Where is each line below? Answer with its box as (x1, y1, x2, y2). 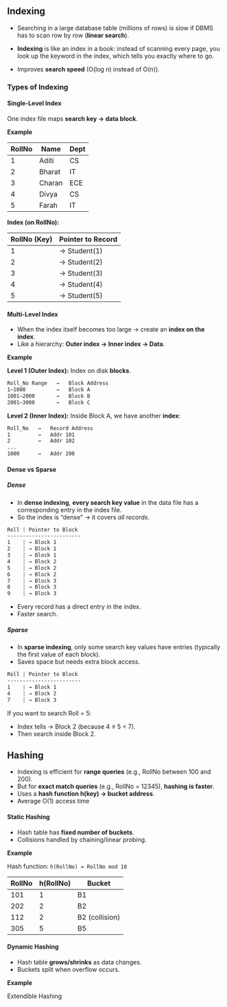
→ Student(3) (59, 268, 103, 278)
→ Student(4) (59, 279, 103, 289)
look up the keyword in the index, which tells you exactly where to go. (16, 52, 215, 60)
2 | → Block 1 (7, 545, 57, 552)
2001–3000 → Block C (7, 399, 91, 406)
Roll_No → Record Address (7, 424, 94, 432)
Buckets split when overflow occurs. (16, 965, 120, 973)
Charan (38, 178, 63, 188)
